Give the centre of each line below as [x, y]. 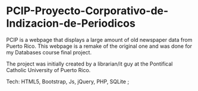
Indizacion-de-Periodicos [71, 23]
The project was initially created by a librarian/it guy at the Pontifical [89, 64]
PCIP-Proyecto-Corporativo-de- [87, 11]
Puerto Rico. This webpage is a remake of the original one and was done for [99, 46]
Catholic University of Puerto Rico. [48, 70]
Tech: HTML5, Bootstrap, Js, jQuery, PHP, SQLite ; [68, 82]
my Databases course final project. [49, 52]
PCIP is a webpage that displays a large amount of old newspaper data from [99, 40]
